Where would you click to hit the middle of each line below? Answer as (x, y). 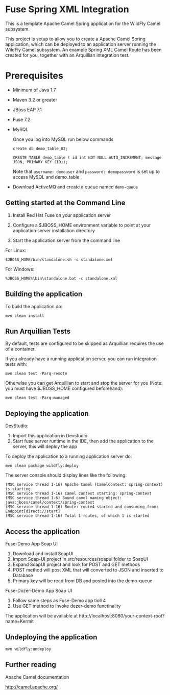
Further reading (31, 665)
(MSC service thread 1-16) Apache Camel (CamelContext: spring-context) (84, 485)
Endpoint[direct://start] (33, 511)
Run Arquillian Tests (38, 331)
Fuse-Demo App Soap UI (31, 543)
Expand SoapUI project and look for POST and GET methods (76, 564)
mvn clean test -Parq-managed (38, 398)
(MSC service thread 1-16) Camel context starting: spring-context (79, 493)
